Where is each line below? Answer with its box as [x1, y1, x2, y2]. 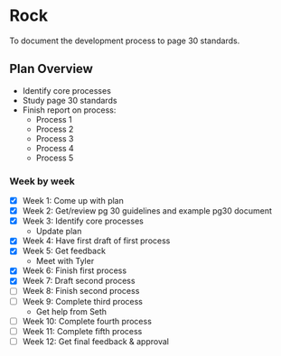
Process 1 [35, 114, 72, 124]
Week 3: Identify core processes [22, 215, 145, 226]
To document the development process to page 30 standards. [9, 35, 240, 46]
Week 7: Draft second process [22, 276, 136, 287]
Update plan [35, 226, 82, 237]
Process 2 [35, 123, 74, 134]
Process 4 [35, 142, 74, 153]
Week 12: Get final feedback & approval [22, 335, 170, 347]
